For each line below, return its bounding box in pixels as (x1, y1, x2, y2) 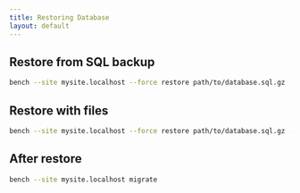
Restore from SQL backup (9, 55, 155, 70)
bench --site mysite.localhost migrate (9, 175, 158, 184)
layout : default (9, 21, 70, 30)
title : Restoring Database (9, 13, 110, 22)
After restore (9, 151, 82, 166)
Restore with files (9, 103, 109, 118)
